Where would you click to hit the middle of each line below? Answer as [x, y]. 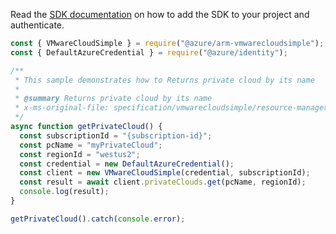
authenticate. [37, 25]
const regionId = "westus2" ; [80, 154]
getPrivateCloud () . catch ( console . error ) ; [98, 219]
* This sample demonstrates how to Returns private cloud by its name [164, 80]
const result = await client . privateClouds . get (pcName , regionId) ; [163, 182]
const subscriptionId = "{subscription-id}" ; [116, 135]
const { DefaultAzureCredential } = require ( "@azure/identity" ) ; [149, 52]
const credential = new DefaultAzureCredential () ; [127, 164]
